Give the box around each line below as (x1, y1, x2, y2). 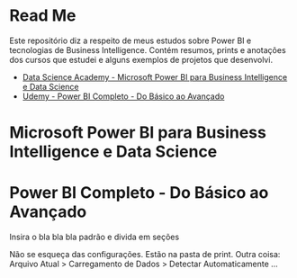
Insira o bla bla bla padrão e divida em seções (9, 231, 180, 243)
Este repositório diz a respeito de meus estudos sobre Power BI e (9, 35, 252, 46)
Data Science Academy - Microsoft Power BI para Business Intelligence (22, 71, 288, 82)
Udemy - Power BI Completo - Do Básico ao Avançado (22, 91, 225, 102)
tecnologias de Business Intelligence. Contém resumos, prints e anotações (9, 44, 286, 55)
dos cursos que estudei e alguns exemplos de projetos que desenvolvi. (9, 54, 273, 65)
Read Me (9, 5, 76, 26)
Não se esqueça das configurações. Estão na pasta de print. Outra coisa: (9, 249, 281, 260)
